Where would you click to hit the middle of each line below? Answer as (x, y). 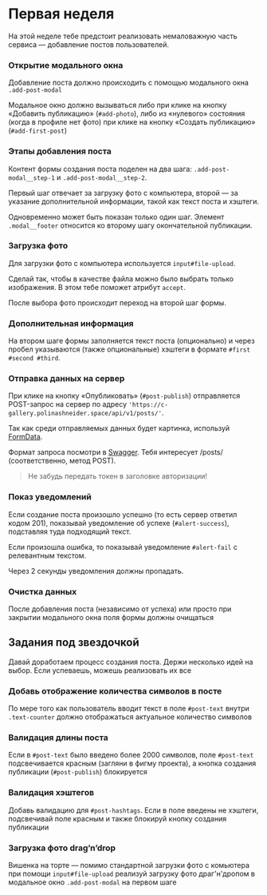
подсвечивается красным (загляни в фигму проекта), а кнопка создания (132, 763)
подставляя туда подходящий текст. (70, 531)
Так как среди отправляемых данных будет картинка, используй (119, 428)
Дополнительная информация (71, 323)
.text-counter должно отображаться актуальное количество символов (130, 717)
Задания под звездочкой (74, 643)
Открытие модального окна (66, 65)
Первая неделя (61, 14)
